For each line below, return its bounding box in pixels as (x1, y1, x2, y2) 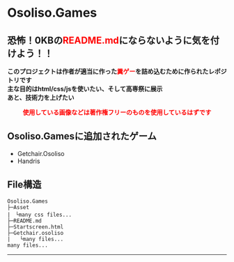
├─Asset (7, 203, 30, 210)
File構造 (7, 179, 42, 191)
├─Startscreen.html (7, 223, 64, 231)
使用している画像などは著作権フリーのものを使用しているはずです (22, 108, 212, 116)
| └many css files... (7, 211, 72, 218)
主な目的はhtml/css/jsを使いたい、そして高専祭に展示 (7, 85, 163, 93)
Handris (17, 157, 40, 165)
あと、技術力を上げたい (7, 93, 75, 102)
